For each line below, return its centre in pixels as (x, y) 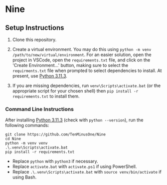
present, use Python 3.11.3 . (40, 76)
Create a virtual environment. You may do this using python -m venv (82, 49)
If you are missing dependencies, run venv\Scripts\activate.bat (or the (86, 85)
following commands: (27, 125)
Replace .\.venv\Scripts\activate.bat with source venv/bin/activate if (87, 172)
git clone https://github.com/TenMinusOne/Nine (56, 134)
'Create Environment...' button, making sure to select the (70, 65)
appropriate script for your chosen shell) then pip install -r (75, 91)
